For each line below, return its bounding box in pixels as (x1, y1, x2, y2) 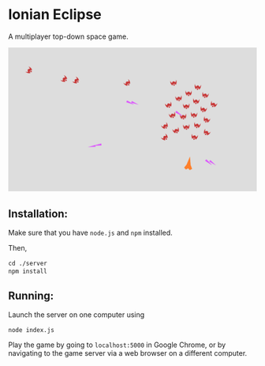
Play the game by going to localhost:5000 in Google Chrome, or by (8, 340, 226, 349)
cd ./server (8, 259, 47, 268)
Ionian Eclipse (8, 6, 103, 24)
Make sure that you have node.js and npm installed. (8, 228, 174, 238)
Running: (8, 289, 54, 302)
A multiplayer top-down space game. (8, 32, 129, 41)
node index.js (8, 326, 55, 334)
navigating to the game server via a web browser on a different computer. (8, 348, 248, 357)
